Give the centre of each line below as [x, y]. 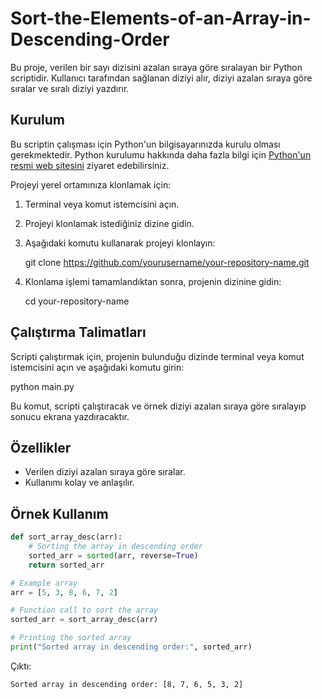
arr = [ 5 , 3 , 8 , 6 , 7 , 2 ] [64, 592]
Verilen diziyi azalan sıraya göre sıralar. [105, 472]
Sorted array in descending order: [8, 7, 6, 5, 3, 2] [127, 684]
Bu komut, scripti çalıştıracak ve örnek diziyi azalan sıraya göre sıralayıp [158, 406]
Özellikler [41, 447]
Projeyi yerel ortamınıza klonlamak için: [91, 184]
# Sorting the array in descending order [115, 547]
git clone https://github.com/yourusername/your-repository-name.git [167, 262]
